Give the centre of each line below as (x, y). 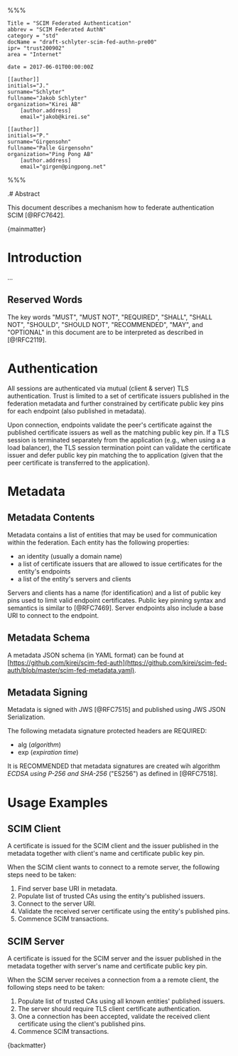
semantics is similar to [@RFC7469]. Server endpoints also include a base (115, 608)
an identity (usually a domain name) (70, 556)
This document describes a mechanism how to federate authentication (111, 207)
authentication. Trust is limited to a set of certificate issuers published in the (118, 395)
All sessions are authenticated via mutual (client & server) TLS (98, 388)
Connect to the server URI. (56, 904)
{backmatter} (27, 1045)
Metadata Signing (48, 692)
